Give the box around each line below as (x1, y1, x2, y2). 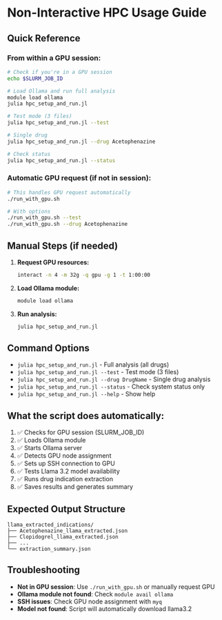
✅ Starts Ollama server (17, 444, 83, 452)
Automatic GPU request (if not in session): (7, 173, 152, 183)
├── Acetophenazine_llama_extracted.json (7, 527, 128, 534)
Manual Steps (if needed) (7, 240, 119, 251)
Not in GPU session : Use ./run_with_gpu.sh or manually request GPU (17, 582, 215, 591)
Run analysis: (17, 309, 57, 318)
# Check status (7, 151, 51, 157)
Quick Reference (7, 32, 81, 44)
